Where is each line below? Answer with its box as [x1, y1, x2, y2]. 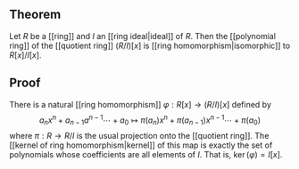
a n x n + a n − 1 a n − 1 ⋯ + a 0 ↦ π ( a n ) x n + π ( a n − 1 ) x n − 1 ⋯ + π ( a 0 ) [38, 113, 262, 127]
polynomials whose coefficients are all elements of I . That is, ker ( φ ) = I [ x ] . [9, 149, 283, 160]
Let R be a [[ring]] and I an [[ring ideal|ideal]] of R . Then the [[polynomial [9, 30, 277, 41]
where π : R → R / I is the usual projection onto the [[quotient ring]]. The [9, 131, 270, 141]
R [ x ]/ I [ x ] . [9, 49, 42, 60]
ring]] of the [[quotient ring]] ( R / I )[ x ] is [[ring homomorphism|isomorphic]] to [9, 40, 291, 51]
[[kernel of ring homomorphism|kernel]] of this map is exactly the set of [9, 140, 273, 150]
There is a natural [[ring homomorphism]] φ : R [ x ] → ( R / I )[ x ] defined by [9, 99, 272, 109]
